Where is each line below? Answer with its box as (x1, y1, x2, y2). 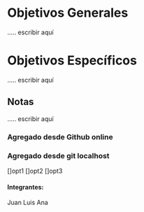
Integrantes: (7, 183, 44, 191)
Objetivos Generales (7, 5, 129, 21)
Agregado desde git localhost (7, 150, 110, 160)
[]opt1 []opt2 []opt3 (7, 167, 63, 175)
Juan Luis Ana (7, 198, 49, 207)
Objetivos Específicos (7, 52, 138, 69)
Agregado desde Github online (7, 132, 113, 141)
